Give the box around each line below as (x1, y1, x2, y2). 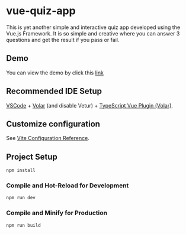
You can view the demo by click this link (6, 69, 104, 76)
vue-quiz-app (6, 4, 76, 18)
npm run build (6, 222, 41, 228)
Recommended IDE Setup (6, 86, 102, 96)
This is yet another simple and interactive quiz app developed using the (6, 24, 181, 31)
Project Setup (6, 152, 58, 162)
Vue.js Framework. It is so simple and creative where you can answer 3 (6, 30, 180, 37)
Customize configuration (6, 119, 101, 129)
